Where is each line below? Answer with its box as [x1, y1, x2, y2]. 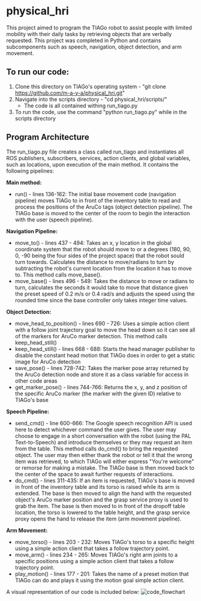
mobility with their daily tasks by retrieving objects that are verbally [6, 30, 172, 37]
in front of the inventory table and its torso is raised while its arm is [14, 483, 180, 490]
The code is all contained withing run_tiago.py [23, 102, 138, 109]
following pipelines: [6, 167, 55, 175]
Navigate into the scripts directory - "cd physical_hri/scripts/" [14, 95, 167, 103]
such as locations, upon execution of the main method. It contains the [6, 161, 179, 168]
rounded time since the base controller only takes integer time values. [14, 296, 188, 303]
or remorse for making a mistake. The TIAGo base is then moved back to [14, 464, 195, 471]
